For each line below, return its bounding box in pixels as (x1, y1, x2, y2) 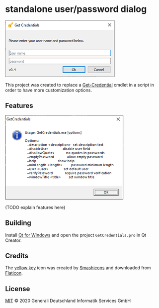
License (5, 285, 30, 293)
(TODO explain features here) (5, 204, 66, 210)
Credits (5, 251, 29, 260)
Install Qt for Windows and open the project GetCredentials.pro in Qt (5, 232, 147, 238)
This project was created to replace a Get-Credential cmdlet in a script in (5, 82, 154, 88)
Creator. (5, 237, 22, 243)
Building (5, 219, 31, 227)
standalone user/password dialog (5, 3, 147, 15)
